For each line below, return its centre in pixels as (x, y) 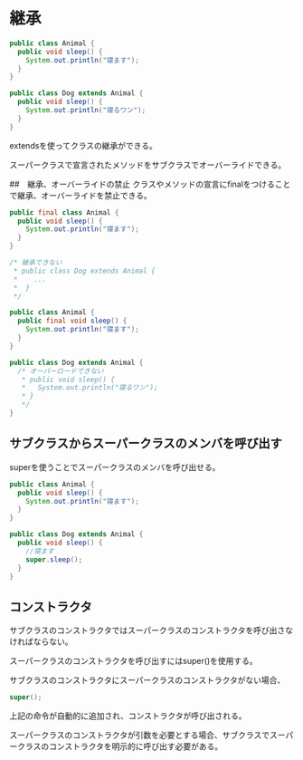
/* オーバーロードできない (61, 371)
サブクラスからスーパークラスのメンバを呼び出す (146, 443)
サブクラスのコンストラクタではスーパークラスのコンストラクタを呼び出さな (151, 630)
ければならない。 (41, 642)
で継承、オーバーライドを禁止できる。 (80, 195)
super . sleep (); (54, 559)
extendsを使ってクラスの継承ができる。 (84, 145)
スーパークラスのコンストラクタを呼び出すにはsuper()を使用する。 (133, 661)
